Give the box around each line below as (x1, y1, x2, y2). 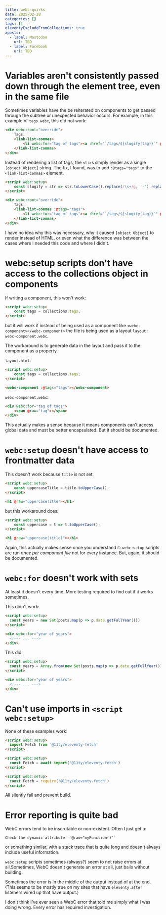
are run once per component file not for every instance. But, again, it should (5, 550, 160, 556)
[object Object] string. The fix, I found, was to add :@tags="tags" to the (5, 164, 152, 171)
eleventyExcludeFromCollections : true (5, 26, 85, 31)
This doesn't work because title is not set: (5, 471, 94, 478)
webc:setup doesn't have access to (5, 444, 149, 456)
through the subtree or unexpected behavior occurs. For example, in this (5, 112, 153, 119)
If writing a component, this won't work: (5, 295, 86, 301)
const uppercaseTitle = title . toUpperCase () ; (14, 485, 110, 490)
